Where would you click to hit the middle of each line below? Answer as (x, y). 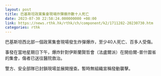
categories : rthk (23, 28)
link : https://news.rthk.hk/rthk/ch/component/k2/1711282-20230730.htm (79, 23)
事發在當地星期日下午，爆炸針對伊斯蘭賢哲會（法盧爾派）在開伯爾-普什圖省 (81, 52)
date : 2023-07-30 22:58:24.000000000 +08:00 (51, 18)
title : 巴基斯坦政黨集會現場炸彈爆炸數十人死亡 (47, 14)
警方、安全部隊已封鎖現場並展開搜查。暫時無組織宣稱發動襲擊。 (69, 69)
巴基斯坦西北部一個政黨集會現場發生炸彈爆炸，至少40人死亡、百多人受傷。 (80, 42)
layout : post (18, 9)
